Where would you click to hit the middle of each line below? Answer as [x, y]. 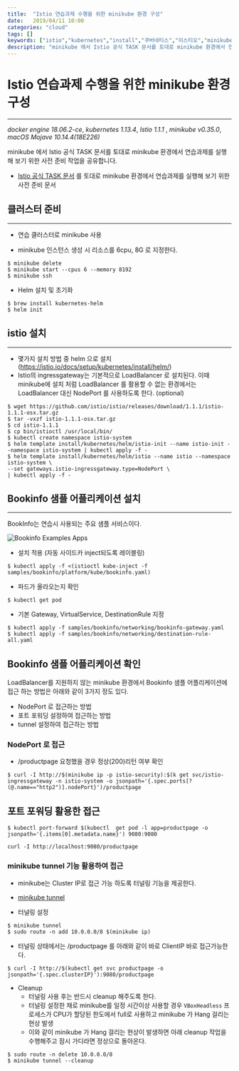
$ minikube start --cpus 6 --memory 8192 [70, 269]
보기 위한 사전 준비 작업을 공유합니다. [66, 161]
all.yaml [20, 640]
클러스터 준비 [34, 209]
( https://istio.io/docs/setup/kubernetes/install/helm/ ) [95, 366]
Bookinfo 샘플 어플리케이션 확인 [74, 664]
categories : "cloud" [38, 27]
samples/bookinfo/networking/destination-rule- [140, 634]
